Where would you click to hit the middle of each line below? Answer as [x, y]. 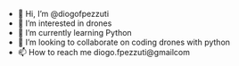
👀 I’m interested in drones [65, 23]
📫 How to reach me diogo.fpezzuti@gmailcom [103, 52]
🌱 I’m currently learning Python [74, 33]
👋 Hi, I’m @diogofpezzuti [63, 14]
